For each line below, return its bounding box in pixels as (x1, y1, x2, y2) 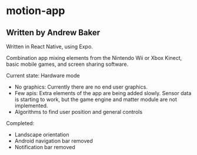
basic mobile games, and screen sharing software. (6, 60, 129, 68)
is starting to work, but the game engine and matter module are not (14, 96, 178, 103)
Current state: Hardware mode (6, 72, 81, 79)
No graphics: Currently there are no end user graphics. (14, 83, 148, 90)
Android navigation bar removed (14, 137, 93, 144)
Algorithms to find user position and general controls (14, 109, 143, 115)
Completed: (6, 120, 35, 127)
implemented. (14, 102, 48, 109)
